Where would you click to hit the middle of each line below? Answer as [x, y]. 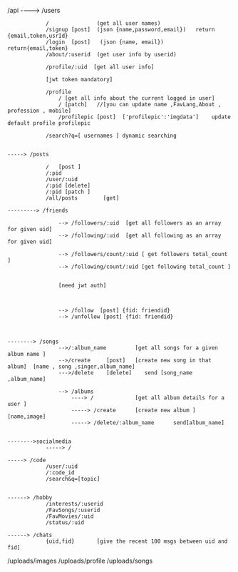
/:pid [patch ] [68, 192]
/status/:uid [64, 523]
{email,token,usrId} [38, 36]
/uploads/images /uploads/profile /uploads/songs [80, 561]
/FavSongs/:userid [73, 510]
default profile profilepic [49, 123]
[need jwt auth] [82, 285]
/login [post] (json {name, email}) [104, 42]
